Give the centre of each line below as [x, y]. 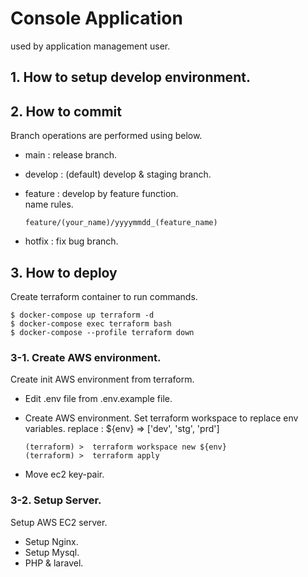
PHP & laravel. [54, 563]
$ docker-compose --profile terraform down [102, 332]
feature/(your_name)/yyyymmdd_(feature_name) [121, 223]
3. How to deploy [64, 272]
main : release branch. [71, 155]
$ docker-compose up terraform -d [82, 315]
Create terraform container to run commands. [104, 296]
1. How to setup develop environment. [130, 77]
